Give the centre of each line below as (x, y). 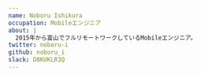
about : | (22, 30)
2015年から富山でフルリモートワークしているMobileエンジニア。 (106, 38)
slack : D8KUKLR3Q (37, 60)
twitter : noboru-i (38, 45)
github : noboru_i (37, 52)
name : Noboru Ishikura (45, 15)
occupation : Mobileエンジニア (55, 23)
